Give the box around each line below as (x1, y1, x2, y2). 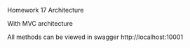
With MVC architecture (7, 19, 74, 27)
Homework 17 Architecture (7, 6, 84, 14)
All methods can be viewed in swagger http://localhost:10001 (7, 33, 184, 41)
